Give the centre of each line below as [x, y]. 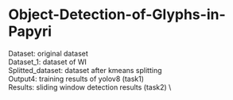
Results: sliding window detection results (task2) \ [90, 87]
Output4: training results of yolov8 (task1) [76, 79]
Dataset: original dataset [49, 53]
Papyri [30, 31]
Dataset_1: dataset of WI [48, 62]
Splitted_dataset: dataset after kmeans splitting [85, 70]
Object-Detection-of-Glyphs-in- [117, 15]
